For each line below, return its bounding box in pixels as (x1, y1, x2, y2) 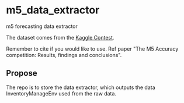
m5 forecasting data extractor (6, 23, 78, 30)
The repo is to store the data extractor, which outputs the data (6, 84, 156, 91)
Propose (6, 68, 37, 79)
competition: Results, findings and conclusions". (6, 51, 122, 58)
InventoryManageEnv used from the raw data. (6, 90, 117, 97)
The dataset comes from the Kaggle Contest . (6, 34, 114, 41)
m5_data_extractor (6, 3, 100, 17)
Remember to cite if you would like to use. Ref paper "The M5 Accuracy (6, 45, 179, 52)
